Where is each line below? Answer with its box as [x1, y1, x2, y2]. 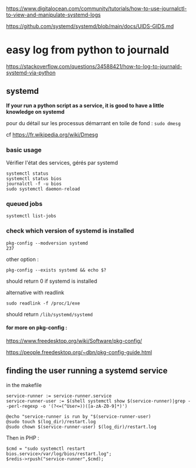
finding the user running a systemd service [6, 366, 168, 376]
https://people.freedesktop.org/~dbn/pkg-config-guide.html [6, 348, 152, 356]
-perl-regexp [6, 403, 38, 409]
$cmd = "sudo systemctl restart [6, 446, 85, 451]
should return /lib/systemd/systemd [6, 310, 93, 318]
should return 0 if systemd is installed [6, 277, 98, 284]
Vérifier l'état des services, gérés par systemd [6, 159, 118, 166]
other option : [6, 256, 39, 263]
